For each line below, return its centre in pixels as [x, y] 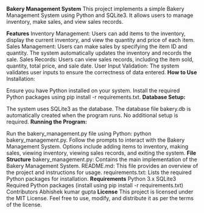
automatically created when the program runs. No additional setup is [92, 115]
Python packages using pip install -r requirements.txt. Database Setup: [96, 97]
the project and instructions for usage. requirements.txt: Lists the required [99, 172]
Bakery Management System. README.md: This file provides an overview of [102, 166]
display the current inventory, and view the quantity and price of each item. [100, 40]
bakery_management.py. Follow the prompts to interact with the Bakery [96, 140]
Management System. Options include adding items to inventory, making [97, 146]
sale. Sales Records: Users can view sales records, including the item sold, [100, 59]
